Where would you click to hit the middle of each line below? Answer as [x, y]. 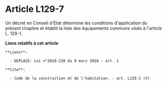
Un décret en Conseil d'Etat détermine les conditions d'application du [76, 23]
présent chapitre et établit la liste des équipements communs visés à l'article [83, 28]
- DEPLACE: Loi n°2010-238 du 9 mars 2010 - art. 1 [64, 61]
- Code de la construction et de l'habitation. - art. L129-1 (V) [80, 78]
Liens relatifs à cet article [32, 43]
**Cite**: [15, 70]
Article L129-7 [35, 9]
